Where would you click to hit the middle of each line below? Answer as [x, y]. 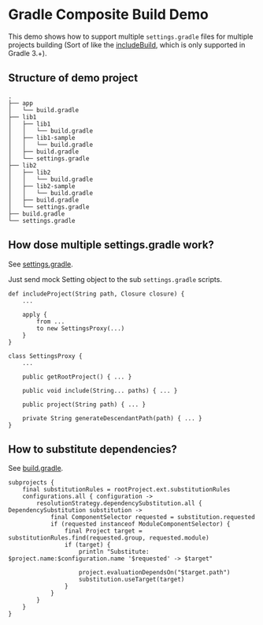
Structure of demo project [73, 78]
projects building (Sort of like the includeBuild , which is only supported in [127, 44]
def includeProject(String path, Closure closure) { [96, 294]
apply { [35, 314]
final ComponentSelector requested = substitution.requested [153, 518]
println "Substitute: [114, 552]
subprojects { [31, 483]
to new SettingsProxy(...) [81, 328]
